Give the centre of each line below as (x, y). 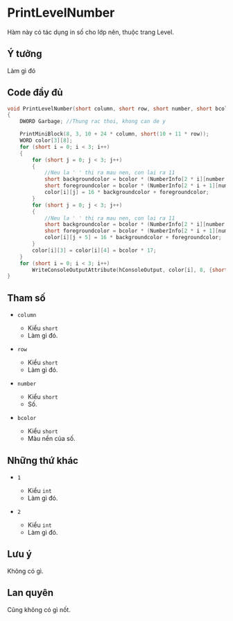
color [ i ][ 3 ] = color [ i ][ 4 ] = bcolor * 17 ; (94, 250)
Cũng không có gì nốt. (39, 609)
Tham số (27, 298)
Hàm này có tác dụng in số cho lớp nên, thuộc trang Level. (91, 32)
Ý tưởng (25, 54)
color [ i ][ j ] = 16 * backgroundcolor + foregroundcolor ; (127, 193)
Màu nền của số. (51, 439)
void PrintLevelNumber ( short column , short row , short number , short (110, 108)
